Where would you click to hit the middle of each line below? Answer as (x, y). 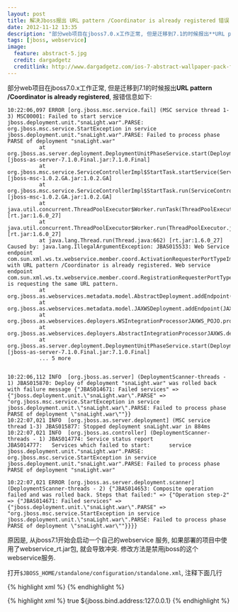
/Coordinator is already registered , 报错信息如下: (80, 96)
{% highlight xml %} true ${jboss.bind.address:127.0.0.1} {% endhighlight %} (119, 601)
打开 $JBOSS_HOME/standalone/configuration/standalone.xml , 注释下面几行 (115, 572)
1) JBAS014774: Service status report (96, 439)
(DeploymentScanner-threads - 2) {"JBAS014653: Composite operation (110, 489)
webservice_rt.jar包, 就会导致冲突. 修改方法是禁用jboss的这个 (109, 549)
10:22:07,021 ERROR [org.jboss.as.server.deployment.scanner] (101, 482)
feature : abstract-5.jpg (50, 54)
